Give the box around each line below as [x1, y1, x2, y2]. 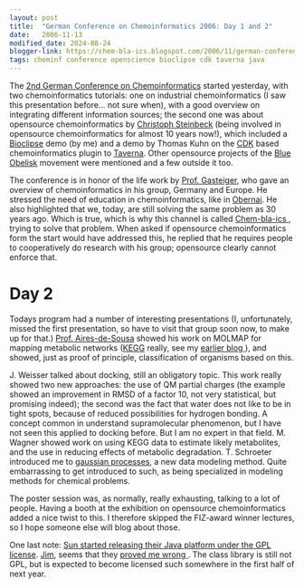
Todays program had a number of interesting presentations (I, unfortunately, [9, 313, 293, 324]
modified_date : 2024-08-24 [9, 38, 111, 48]
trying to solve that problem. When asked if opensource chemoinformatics [9, 223, 287, 234]
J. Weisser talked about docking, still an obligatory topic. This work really [9, 369, 282, 381]
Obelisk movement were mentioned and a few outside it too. [9, 158, 233, 168]
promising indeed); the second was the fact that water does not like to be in [9, 398, 291, 409]
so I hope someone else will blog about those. [9, 522, 181, 533]
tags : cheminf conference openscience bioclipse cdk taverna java [9, 55, 265, 64]
